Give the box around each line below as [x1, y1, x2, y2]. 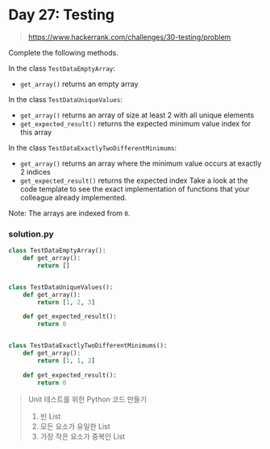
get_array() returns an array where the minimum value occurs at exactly [19, 159, 262, 168]
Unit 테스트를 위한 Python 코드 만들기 [27, 394, 147, 404]
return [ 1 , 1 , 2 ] [37, 356, 95, 365]
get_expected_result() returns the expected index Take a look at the [19, 175, 248, 185]
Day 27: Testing [8, 6, 115, 24]
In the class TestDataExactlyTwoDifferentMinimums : [8, 142, 177, 152]
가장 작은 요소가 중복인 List [39, 431, 126, 441]
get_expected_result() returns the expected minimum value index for [19, 118, 251, 128]
